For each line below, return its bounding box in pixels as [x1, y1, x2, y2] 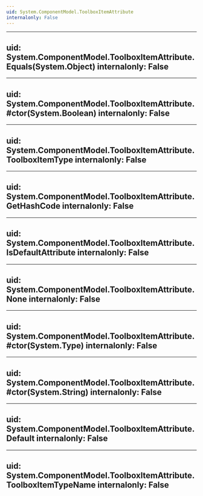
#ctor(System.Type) [6, 340, 85, 351]
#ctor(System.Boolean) [6, 108, 97, 118]
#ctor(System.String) [6, 387, 89, 397]
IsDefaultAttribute [6, 248, 76, 258]
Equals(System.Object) [6, 61, 95, 71]
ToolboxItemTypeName [6, 480, 96, 491]
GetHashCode [6, 201, 60, 211]
